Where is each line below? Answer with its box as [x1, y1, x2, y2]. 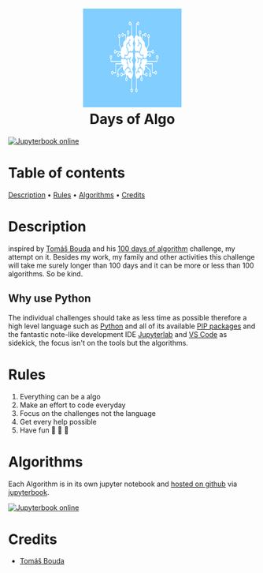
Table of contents [8, 164, 126, 182]
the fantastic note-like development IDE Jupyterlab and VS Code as [8, 329, 228, 339]
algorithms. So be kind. [8, 268, 83, 279]
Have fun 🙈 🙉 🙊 [19, 425, 69, 435]
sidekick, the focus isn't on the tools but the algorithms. [8, 338, 189, 347]
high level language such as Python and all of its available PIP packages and [8, 321, 256, 331]
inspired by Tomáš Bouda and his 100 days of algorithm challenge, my [8, 244, 235, 253]
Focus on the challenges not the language [19, 408, 156, 418]
